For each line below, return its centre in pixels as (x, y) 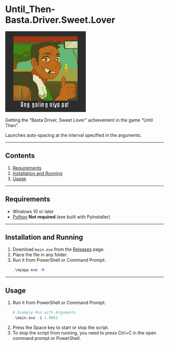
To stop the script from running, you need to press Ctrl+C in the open (84, 333)
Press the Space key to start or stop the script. (61, 327)
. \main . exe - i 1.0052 (35, 318)
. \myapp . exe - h (28, 270)
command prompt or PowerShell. (47, 338)
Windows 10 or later (33, 211)
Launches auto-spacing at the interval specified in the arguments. (73, 135)
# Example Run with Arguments (44, 313)
